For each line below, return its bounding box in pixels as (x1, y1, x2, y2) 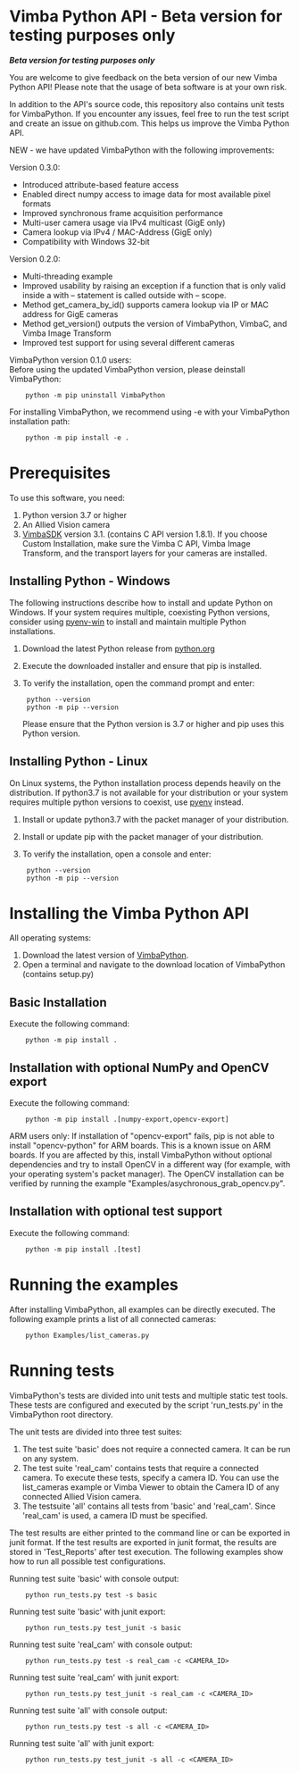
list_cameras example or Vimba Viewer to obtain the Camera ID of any (21, 1481, 279, 1493)
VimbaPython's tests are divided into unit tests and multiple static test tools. (9, 1390, 288, 1401)
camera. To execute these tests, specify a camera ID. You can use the (21, 1472, 279, 1483)
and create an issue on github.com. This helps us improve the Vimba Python (9, 118, 290, 129)
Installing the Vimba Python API (9, 903, 250, 924)
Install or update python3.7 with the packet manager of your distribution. (21, 814, 289, 824)
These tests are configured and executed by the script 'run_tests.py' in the (9, 1400, 284, 1410)
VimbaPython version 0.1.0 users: (9, 355, 132, 365)
